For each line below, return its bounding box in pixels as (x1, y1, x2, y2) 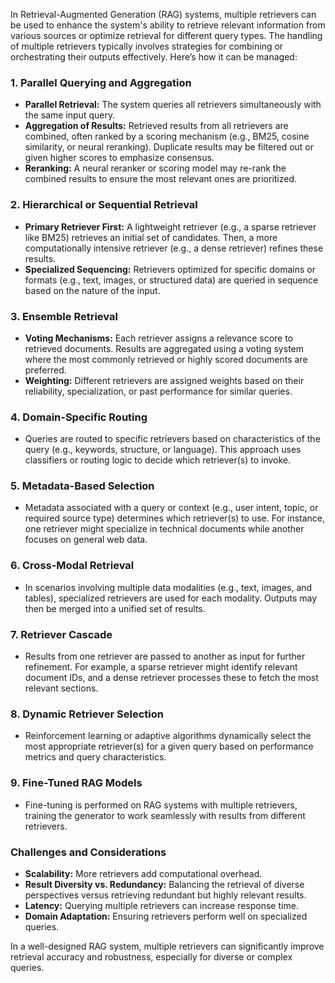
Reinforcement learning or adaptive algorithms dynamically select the (24, 730, 312, 742)
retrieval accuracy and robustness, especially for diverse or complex (10, 950, 293, 963)
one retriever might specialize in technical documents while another (24, 523, 305, 535)
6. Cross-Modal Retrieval (10, 559, 135, 573)
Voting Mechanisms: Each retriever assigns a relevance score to (24, 332, 294, 344)
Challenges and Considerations (10, 845, 167, 859)
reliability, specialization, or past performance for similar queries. (24, 385, 293, 397)
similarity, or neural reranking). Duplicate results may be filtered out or (24, 141, 314, 153)
